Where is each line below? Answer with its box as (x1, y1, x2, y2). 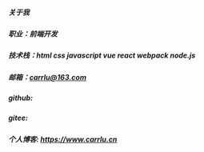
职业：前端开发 (8, 29, 58, 38)
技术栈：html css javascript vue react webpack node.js (8, 50, 196, 60)
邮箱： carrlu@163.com (8, 72, 86, 82)
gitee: (8, 113, 28, 123)
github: (8, 93, 34, 103)
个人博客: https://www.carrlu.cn (8, 134, 118, 144)
